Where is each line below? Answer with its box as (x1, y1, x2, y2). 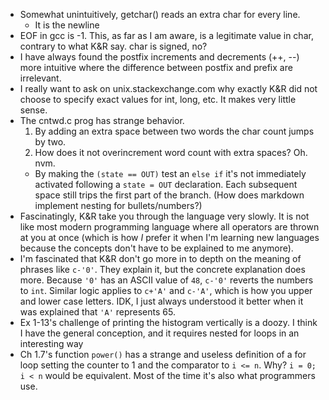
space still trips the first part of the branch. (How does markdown (34, 189, 305, 201)
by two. (34, 136, 67, 148)
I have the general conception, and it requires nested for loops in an (19, 327, 300, 339)
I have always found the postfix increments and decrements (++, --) (19, 51, 300, 63)
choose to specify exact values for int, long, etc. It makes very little (19, 94, 297, 105)
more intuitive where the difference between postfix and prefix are (19, 62, 293, 73)
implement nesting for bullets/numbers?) (34, 200, 203, 211)
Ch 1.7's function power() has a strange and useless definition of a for (19, 349, 307, 360)
